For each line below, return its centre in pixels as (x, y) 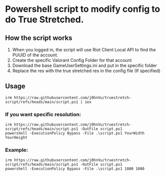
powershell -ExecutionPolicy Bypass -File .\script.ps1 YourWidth (75, 133)
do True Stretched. (44, 20)
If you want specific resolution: (43, 114)
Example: (17, 150)
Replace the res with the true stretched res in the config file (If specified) (86, 71)
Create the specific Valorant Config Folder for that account (72, 60)
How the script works (39, 38)
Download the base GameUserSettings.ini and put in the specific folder (84, 66)
